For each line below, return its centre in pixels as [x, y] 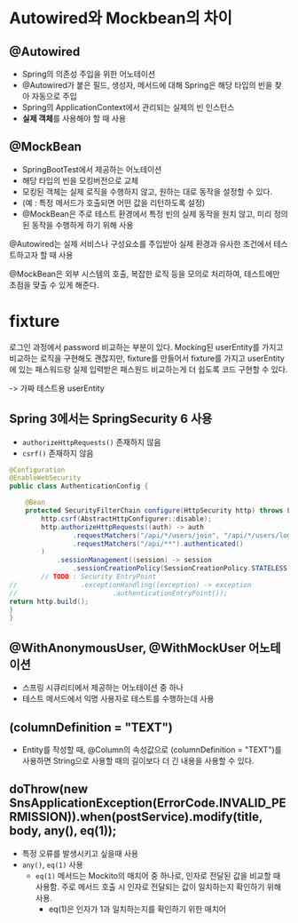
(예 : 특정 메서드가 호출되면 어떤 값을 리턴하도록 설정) [114, 203]
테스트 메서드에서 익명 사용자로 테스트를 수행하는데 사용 [118, 699]
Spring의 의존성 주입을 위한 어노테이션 [89, 74]
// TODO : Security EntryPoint [99, 577]
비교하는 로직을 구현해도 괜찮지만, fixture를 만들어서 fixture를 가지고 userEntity [147, 358]
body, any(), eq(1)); [63, 831]
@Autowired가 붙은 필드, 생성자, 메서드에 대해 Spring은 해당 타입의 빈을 [147, 85]
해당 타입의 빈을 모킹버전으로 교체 [80, 180]
